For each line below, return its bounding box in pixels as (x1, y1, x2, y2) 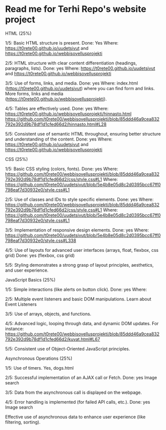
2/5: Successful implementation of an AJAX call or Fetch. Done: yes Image (5, 375, 158, 381)
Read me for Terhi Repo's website (5, 3, 147, 15)
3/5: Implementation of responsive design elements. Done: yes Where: (5, 227, 149, 233)
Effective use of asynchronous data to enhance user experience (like (5, 414, 146, 420)
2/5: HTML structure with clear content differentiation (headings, (5, 60, 137, 66)
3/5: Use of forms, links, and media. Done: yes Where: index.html (5, 80, 138, 86)
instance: (5, 326, 24, 332)
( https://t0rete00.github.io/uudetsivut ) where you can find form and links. (5, 85, 155, 91)
